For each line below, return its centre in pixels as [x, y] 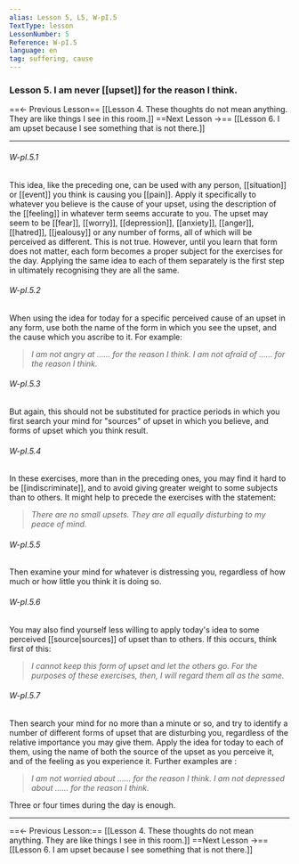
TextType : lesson [41, 26]
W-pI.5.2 [25, 290]
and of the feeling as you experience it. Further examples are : [123, 761]
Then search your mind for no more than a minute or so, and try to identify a [149, 723]
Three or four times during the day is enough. [93, 805]
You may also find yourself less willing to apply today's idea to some [134, 630]
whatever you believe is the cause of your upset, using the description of [143, 204]
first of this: [30, 648]
